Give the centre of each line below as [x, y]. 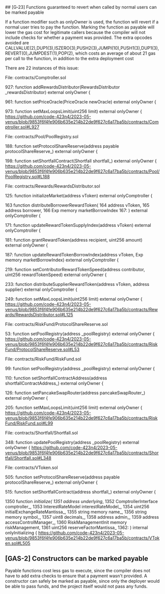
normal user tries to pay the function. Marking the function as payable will [80, 27]
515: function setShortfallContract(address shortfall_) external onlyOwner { [81, 492]
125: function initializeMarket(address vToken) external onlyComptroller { [79, 196]
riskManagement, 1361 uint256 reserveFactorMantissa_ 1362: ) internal [77, 528]
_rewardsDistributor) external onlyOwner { [48, 92]
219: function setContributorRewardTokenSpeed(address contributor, [75, 269]
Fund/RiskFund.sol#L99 [29, 423]
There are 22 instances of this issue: [42, 68]
